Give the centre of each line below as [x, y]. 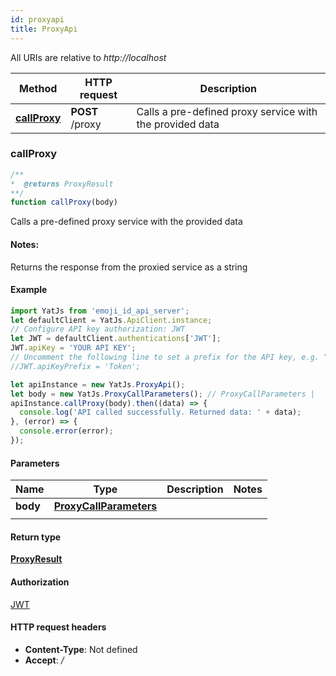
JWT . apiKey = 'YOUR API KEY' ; [73, 348]
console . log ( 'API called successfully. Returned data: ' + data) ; [160, 412]
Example [29, 290]
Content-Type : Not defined [81, 649]
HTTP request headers [58, 627]
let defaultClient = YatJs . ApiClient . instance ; [111, 320]
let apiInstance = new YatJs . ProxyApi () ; [98, 384]
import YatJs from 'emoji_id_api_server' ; [100, 311]
